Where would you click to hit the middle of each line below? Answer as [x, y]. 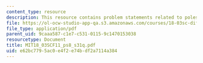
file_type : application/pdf [42, 28]
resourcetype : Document [36, 40]
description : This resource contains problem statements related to [94, 17]
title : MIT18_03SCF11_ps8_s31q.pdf [51, 46]
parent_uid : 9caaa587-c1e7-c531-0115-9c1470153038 [71, 34]
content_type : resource [36, 12]
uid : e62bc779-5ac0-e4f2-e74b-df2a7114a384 [62, 51]
